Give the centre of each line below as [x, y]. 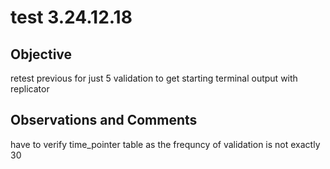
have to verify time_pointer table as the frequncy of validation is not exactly [165, 144]
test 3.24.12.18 [71, 17]
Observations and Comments [104, 120]
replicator [30, 89]
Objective [41, 54]
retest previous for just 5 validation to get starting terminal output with [154, 78]
